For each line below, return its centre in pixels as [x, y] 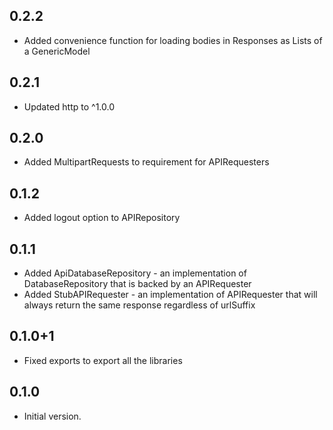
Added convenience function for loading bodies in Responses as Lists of [173, 40]
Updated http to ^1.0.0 [69, 106]
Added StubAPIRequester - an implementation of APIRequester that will [170, 295]
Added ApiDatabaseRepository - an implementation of [135, 273]
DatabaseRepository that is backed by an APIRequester [137, 284]
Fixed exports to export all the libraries [103, 360]
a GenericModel [57, 51]
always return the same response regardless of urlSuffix [139, 305]
